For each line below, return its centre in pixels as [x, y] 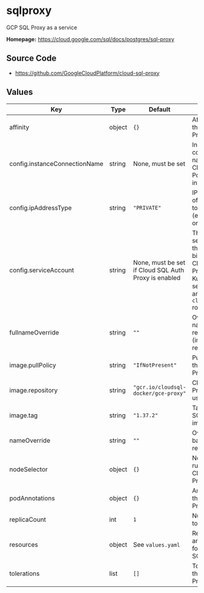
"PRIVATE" [147, 208]
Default [160, 109]
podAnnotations [32, 498]
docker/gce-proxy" [160, 393]
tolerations [25, 574]
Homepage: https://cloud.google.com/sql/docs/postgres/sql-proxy [90, 39]
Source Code [31, 58]
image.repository [34, 390]
